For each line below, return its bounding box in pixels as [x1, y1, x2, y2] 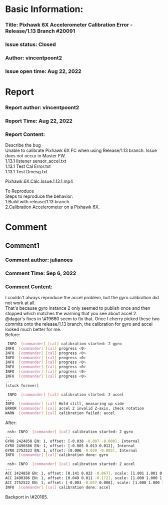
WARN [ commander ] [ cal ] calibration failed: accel [5, 411, 115, 416]
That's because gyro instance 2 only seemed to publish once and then [5, 305, 150, 311]
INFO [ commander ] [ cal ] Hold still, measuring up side [5, 401, 124, 407]
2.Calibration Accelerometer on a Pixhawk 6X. [5, 204, 100, 210]
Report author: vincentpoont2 [5, 104, 79, 111]
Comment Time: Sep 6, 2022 [5, 270, 76, 277]
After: [5, 420, 17, 426]
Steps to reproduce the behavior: [5, 193, 73, 199]
